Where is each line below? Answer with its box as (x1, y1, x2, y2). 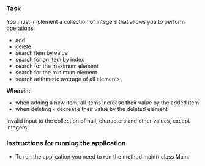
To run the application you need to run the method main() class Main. (15, 153, 190, 160)
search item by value (15, 49, 69, 57)
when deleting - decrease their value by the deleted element (15, 106, 168, 113)
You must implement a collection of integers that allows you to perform (6, 18, 185, 26)
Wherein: (6, 87, 31, 95)
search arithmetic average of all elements (15, 75, 121, 83)
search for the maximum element (15, 62, 99, 70)
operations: (6, 24, 35, 32)
